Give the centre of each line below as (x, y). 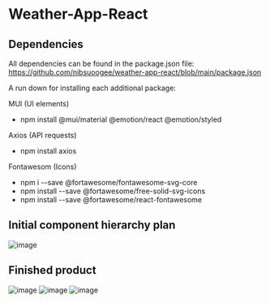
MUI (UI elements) (39, 104)
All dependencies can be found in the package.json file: (101, 63)
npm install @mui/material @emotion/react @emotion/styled (121, 119)
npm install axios (48, 151)
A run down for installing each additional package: (92, 88)
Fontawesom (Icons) (43, 167)
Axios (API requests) (43, 135)
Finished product (52, 270)
